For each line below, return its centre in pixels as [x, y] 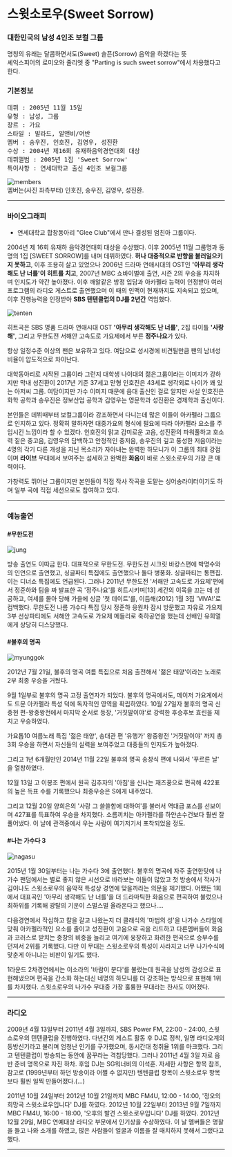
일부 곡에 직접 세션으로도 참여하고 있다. [67, 490]
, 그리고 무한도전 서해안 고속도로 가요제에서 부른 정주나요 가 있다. [101, 336]
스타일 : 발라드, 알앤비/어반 [49, 133]
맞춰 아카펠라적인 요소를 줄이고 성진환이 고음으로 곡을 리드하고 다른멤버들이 [109, 929]
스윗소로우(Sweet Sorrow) [81, 14]
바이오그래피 [27, 216]
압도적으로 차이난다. [52, 359]
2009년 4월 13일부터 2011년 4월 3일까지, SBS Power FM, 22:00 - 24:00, [107, 1029]
